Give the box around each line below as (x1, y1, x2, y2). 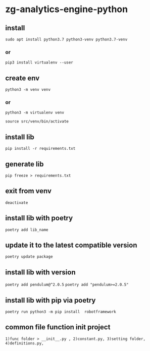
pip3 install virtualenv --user (5, 60, 73, 65)
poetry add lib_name (5, 227, 49, 232)
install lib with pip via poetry (5, 296, 96, 305)
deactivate (5, 200, 28, 205)
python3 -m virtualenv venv (5, 110, 65, 115)
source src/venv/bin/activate (5, 119, 69, 124)
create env (5, 74, 40, 82)
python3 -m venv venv (5, 87, 51, 92)
